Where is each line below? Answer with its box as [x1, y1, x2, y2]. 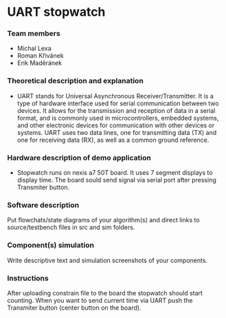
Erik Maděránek [16, 59, 63, 67]
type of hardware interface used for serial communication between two [16, 99, 219, 107]
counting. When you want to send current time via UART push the [7, 296, 194, 304]
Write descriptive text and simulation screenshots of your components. [7, 256, 208, 264]
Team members [7, 29, 60, 39]
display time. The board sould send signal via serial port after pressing [16, 176, 216, 184]
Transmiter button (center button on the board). [7, 304, 142, 312]
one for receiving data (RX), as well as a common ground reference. [16, 136, 210, 144]
